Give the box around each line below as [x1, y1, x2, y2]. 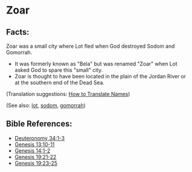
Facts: [6, 27, 29, 37]
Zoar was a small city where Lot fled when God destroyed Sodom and [6, 42, 175, 49]
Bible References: [6, 119, 72, 129]
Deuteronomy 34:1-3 [14, 134, 65, 141]
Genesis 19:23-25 [14, 160, 58, 167]
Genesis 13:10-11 [14, 141, 55, 148]
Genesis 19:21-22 [14, 153, 57, 160]
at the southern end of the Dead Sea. [14, 79, 105, 86]
